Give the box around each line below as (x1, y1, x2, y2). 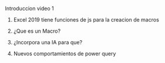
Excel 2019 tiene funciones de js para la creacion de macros (13, 16, 159, 23)
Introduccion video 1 (5, 5, 54, 12)
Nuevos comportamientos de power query (13, 50, 116, 57)
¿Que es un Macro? (13, 27, 61, 34)
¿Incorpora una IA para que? (13, 39, 83, 45)
